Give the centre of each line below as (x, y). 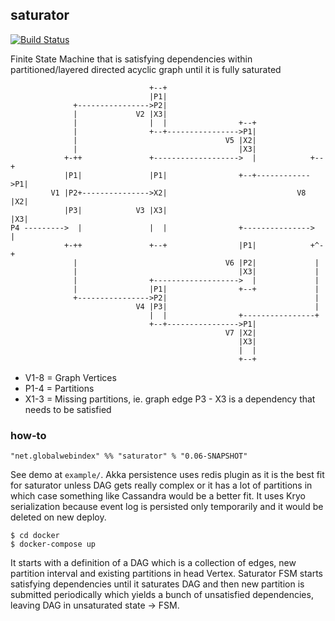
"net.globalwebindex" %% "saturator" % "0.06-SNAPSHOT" (129, 456)
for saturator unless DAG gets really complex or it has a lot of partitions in (161, 485)
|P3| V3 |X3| (115, 210)
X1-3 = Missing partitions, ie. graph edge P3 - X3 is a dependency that (170, 399)
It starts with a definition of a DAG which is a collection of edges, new (153, 563)
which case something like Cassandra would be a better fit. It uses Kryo (158, 496)
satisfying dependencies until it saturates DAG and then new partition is (157, 584)
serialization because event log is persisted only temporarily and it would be (167, 507)
